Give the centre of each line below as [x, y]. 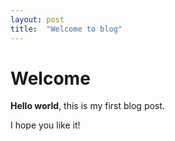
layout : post [37, 19]
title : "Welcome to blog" [66, 29]
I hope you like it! [45, 125]
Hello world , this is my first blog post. [87, 106]
